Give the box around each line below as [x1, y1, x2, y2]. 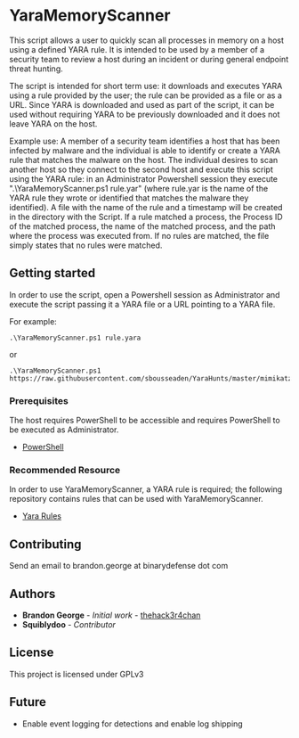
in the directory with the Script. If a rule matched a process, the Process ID [9, 211, 283, 222]
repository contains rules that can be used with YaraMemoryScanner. [9, 494, 264, 504]
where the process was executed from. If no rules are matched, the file [9, 230, 270, 241]
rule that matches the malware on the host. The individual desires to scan [9, 154, 279, 165]
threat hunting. [9, 63, 64, 74]
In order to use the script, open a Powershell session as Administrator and [9, 289, 280, 299]
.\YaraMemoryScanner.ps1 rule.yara [9, 333, 141, 342]
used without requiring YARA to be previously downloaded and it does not [9, 109, 280, 119]
